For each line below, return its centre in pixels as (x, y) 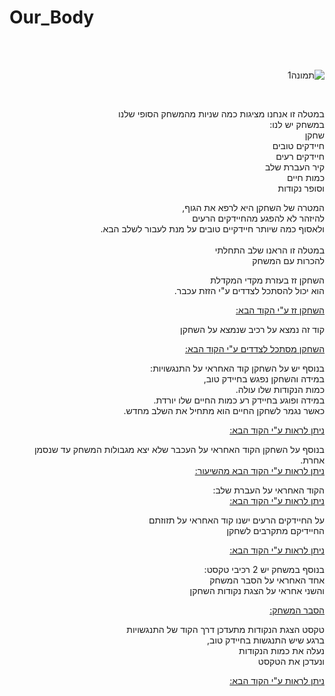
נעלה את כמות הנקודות (281, 650)
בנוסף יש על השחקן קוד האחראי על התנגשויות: (237, 368)
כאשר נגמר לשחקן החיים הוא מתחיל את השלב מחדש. (224, 410)
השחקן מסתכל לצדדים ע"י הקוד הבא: (254, 348)
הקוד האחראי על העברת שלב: (268, 490)
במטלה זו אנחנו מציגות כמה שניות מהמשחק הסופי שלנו (221, 113)
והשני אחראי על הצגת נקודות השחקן (257, 590)
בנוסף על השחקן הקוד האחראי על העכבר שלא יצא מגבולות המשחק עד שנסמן (179, 449)
